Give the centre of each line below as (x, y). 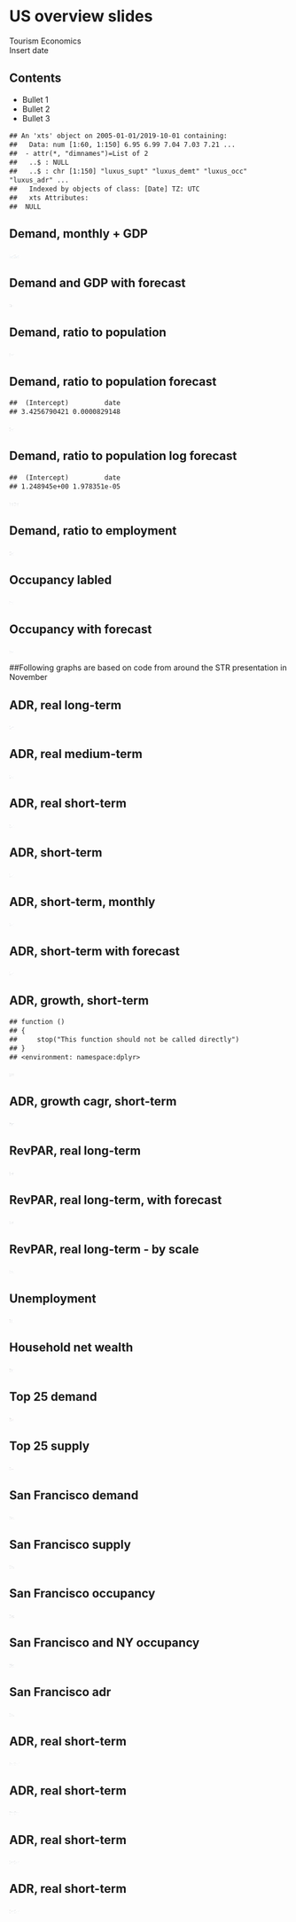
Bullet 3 (36, 118)
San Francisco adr (60, 1692)
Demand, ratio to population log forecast (123, 456)
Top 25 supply (50, 1446)
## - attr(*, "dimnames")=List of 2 (79, 153)
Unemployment (53, 1298)
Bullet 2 (36, 109)
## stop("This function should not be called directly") (125, 1039)
